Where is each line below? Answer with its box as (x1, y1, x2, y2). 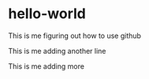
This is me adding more (8, 61, 85, 71)
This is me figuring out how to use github (8, 31, 142, 40)
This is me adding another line (8, 46, 106, 55)
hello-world (8, 5, 87, 23)
